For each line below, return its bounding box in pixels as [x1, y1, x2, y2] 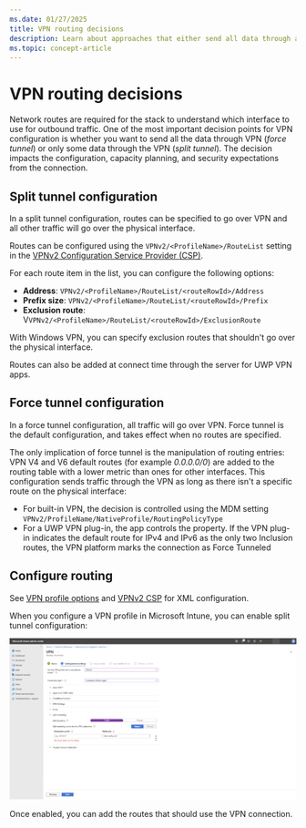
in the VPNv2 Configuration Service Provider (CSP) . [9, 250, 203, 261]
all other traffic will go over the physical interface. [9, 223, 196, 233]
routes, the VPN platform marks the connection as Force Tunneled [22, 542, 271, 553]
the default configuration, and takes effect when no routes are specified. [9, 429, 282, 440]
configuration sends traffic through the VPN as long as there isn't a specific [9, 475, 293, 486]
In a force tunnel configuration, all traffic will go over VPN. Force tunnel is [9, 419, 284, 430]
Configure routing [9, 568, 114, 584]
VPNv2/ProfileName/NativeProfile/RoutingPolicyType [22, 515, 223, 524]
